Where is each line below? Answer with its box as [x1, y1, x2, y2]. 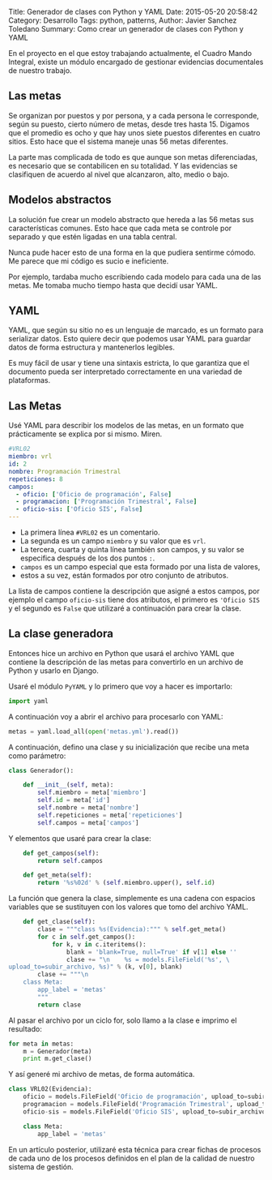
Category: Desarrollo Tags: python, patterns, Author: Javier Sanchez [8, 15, 237, 25]
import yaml [8, 697, 49, 705]
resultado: [8, 1023, 42, 1033]
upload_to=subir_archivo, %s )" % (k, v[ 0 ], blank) [8, 963, 183, 972]
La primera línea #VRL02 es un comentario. [19, 527, 160, 537]
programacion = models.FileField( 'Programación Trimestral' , [23, 1101, 233, 1109]
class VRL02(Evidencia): [8, 1085, 92, 1093]
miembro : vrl [8, 453, 53, 461]
